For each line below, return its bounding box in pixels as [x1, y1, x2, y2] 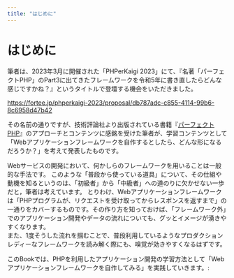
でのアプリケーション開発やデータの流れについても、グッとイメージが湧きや [7, 214, 227, 222]
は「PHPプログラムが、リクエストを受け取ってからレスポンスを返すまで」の [7, 196, 227, 205]
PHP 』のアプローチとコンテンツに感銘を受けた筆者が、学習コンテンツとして [7, 129, 228, 137]
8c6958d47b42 [7, 105, 52, 114]
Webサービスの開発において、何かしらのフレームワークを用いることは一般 [7, 161, 222, 170]
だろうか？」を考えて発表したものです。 [7, 146, 123, 154]
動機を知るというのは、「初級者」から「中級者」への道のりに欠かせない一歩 [7, 179, 225, 187]
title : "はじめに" [7, 10, 57, 17]
